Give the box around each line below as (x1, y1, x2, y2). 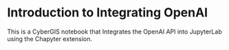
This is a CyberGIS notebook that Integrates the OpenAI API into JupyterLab (7, 27, 222, 36)
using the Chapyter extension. (7, 34, 93, 42)
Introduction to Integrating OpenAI (7, 5, 208, 21)
